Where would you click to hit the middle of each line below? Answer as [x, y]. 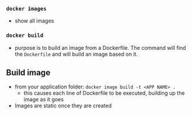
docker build [25, 36]
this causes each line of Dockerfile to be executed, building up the [104, 93]
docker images [26, 9]
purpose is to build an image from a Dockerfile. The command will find [100, 47]
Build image [28, 73]
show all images [34, 21]
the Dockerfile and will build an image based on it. [76, 54]
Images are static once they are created [63, 106]
